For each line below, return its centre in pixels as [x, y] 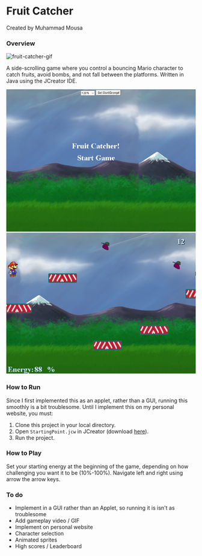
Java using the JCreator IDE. [41, 81]
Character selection [39, 534]
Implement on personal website [54, 527]
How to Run [23, 387]
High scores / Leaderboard [48, 546]
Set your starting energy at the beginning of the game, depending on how [97, 466]
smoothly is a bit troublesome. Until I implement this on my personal [90, 407]
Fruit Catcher [40, 11]
